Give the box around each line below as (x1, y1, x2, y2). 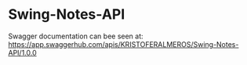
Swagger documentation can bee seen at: (8, 31, 143, 41)
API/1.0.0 (8, 48, 37, 57)
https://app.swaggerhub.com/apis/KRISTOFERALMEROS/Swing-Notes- (8, 39, 239, 49)
